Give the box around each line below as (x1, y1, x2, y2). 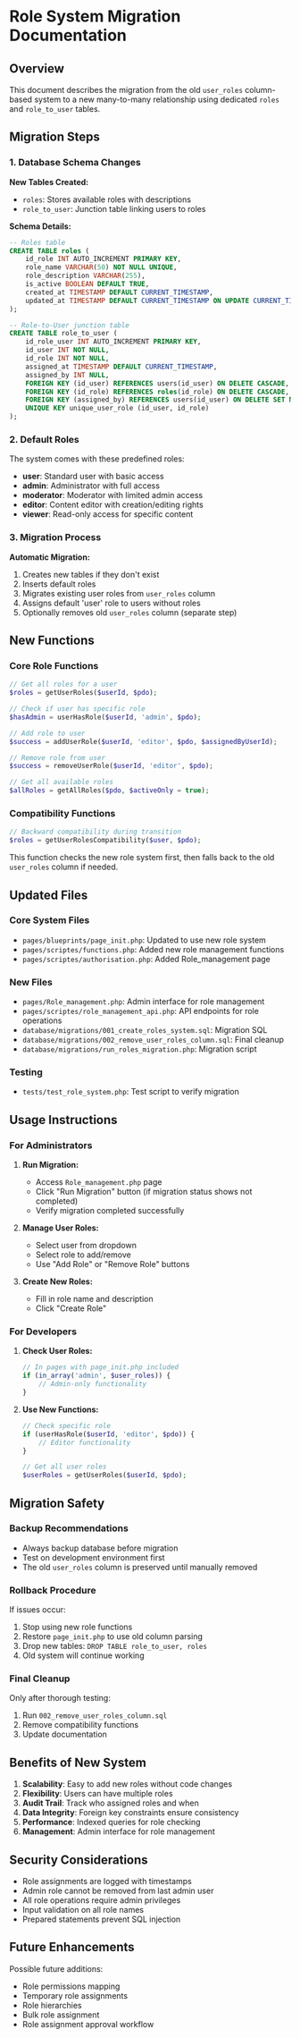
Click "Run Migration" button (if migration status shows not (35, 1187, 253, 1197)
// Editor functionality (38, 1438, 131, 1447)
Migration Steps (9, 130, 101, 145)
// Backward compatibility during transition (9, 827, 181, 837)
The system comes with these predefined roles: (9, 453, 185, 464)
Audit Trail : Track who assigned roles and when (21, 1797, 199, 1808)
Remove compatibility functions (21, 1720, 139, 1730)
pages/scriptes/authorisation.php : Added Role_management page (21, 953, 271, 964)
